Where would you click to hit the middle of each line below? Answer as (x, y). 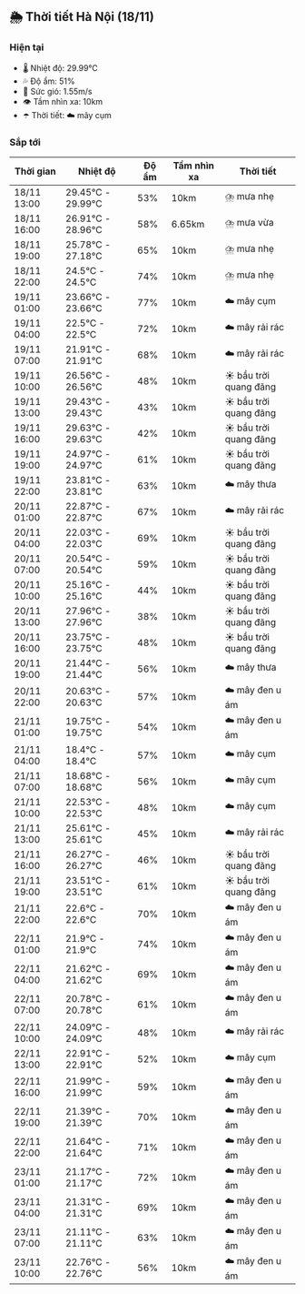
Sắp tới (25, 142)
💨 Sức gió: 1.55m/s (57, 91)
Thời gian (35, 171)
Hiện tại (27, 47)
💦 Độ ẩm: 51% (49, 81)
